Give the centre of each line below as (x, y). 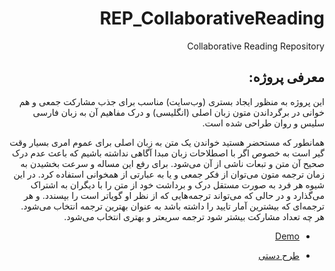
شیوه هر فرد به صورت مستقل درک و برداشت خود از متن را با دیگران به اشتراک (177, 184)
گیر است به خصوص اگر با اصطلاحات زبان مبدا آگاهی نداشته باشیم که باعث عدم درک (168, 153)
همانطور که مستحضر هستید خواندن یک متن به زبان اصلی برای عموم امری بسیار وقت (167, 142)
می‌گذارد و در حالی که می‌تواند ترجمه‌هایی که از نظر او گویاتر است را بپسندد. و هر (174, 195)
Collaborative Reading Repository (256, 46)
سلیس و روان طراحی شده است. (263, 123)
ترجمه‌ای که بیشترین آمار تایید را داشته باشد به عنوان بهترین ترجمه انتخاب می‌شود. (172, 206)
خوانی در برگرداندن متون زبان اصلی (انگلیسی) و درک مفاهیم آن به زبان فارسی (178, 112)
